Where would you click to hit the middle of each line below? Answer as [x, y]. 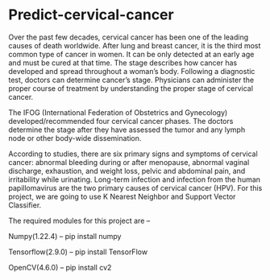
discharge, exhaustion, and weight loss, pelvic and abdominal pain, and [127, 171]
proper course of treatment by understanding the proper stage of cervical [131, 88]
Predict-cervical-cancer [91, 15]
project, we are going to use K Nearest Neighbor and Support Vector [122, 196]
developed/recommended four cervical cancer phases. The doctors [121, 121]
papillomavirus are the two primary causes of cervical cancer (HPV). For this [135, 187]
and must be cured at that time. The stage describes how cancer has [123, 63]
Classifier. [25, 205]
